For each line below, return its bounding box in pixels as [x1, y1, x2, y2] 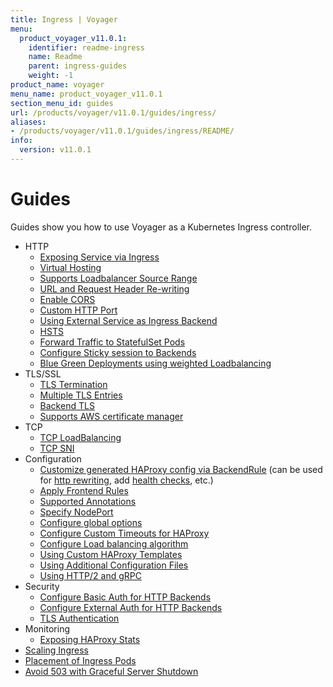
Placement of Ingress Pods [24, 654, 137, 666]
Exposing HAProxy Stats [39, 633, 141, 645]
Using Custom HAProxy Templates [39, 548, 183, 560]
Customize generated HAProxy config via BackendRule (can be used [39, 463, 323, 475]
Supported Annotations [39, 495, 137, 507]
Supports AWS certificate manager [39, 410, 184, 422]
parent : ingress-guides [28, 61, 128, 71]
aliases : [10, 117, 47, 127]
